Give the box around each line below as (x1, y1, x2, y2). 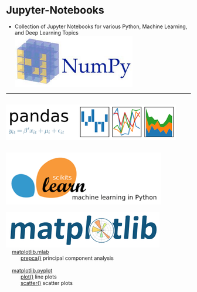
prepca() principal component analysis (20, 254, 114, 262)
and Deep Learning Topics (14, 29, 79, 36)
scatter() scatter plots (20, 280, 73, 287)
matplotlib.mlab (11, 249, 49, 256)
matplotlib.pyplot (11, 267, 53, 274)
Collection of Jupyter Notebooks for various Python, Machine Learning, (14, 23, 188, 30)
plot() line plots (20, 273, 57, 280)
